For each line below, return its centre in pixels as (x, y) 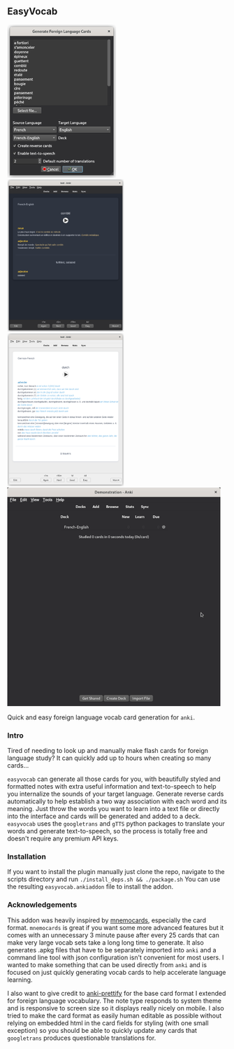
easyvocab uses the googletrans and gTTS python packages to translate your (116, 824)
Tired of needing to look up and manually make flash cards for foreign (108, 751)
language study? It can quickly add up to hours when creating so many (109, 758)
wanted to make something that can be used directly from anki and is (107, 964)
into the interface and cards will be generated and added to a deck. (104, 816)
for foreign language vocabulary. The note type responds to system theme (115, 1001)
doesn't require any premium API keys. (63, 838)
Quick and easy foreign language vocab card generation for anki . (101, 717)
